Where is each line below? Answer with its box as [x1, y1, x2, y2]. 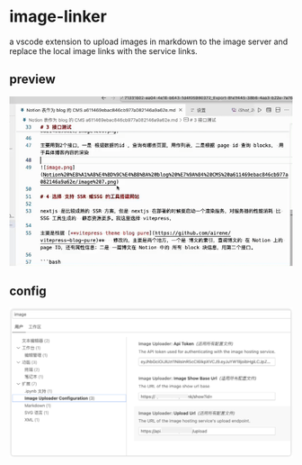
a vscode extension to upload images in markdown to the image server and [9, 36, 289, 47]
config [9, 283, 47, 298]
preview [9, 72, 56, 87]
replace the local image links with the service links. [9, 45, 198, 56]
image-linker [9, 6, 108, 27]
